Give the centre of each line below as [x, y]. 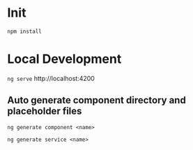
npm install [24, 31]
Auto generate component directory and [96, 100]
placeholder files [45, 111]
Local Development [64, 59]
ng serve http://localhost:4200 [51, 78]
